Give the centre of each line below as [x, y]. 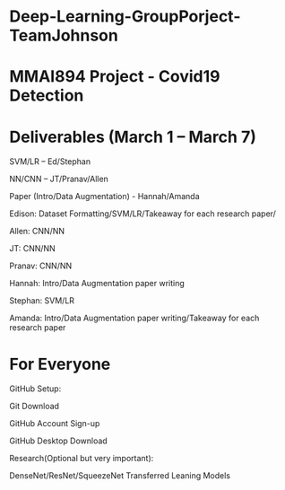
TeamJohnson [64, 35]
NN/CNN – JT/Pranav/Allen [59, 179]
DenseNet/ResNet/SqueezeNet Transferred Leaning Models [120, 476]
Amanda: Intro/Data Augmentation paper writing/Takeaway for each [134, 318]
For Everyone [60, 364]
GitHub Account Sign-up [55, 424]
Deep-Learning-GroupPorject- [125, 17]
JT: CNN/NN [32, 249]
